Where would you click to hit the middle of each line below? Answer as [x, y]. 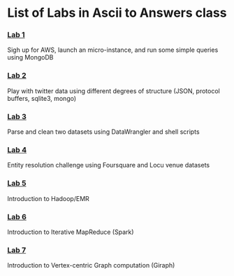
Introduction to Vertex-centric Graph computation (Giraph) [91, 265]
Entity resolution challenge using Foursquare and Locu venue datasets [109, 165]
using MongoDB [30, 57]
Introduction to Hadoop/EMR [48, 198]
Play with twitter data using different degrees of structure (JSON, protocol [114, 91]
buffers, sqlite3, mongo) [42, 98]
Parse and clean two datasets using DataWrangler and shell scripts [104, 132]
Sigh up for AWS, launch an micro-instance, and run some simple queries [113, 50]
